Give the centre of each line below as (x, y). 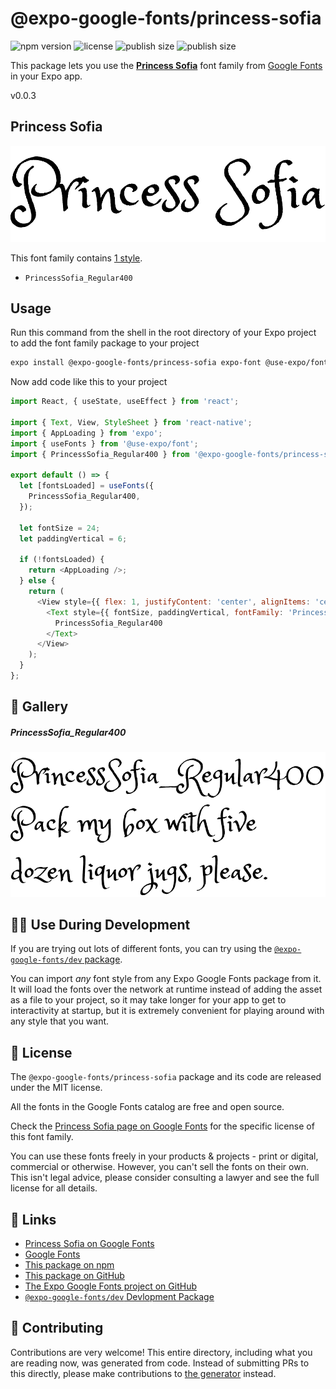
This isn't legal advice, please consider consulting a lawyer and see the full (165, 1178)
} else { (37, 581)
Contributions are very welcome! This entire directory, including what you (161, 1352)
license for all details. (54, 1188)
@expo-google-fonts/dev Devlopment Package (119, 1296)
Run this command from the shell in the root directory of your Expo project (163, 333)
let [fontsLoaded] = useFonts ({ (87, 486)
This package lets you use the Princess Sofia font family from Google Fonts (166, 65)
